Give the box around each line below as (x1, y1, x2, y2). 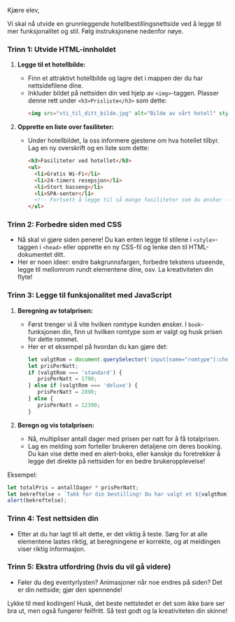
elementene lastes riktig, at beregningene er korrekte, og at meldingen (17, 537, 221, 545)
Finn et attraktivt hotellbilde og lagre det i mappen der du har (27, 74, 204, 83)
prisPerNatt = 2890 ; (37, 389, 98, 396)
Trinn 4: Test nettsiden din (7, 514, 99, 524)
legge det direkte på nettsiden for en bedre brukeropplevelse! (27, 456, 206, 465)
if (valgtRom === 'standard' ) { (27, 369, 122, 376)
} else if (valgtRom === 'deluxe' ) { (27, 382, 138, 389)
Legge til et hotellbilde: (17, 60, 86, 69)
